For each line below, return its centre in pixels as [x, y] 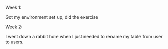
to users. [15, 42]
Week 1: [13, 7]
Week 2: [14, 27]
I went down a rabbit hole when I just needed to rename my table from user [84, 37]
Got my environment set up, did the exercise [52, 17]
